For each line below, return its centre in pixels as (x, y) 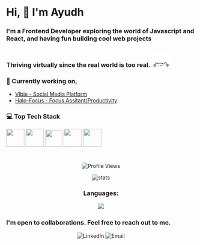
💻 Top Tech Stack (33, 117)
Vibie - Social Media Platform (51, 94)
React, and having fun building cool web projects (79, 39)
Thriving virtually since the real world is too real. (78, 65)
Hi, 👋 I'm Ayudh (45, 12)
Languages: (101, 193)
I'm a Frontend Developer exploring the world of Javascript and (100, 31)
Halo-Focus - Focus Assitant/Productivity (66, 101)
